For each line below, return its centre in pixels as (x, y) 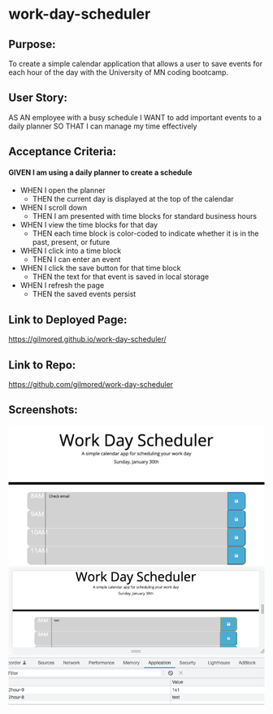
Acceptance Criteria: (62, 152)
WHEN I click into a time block (71, 251)
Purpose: (32, 44)
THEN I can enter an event (76, 259)
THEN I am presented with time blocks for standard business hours (145, 216)
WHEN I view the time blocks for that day (89, 225)
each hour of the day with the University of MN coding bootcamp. (119, 72)
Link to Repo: (42, 365)
